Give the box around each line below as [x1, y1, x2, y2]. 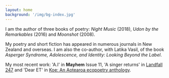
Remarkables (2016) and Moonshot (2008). [5, 31, 95, 37]
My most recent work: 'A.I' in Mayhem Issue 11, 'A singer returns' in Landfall [5, 61, 163, 67]
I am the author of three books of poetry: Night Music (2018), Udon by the [5, 26, 159, 32]
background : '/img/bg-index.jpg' [5, 12, 76, 17]
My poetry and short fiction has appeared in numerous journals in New [5, 41, 152, 47]
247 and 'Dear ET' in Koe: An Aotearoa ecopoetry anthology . [5, 66, 131, 73]
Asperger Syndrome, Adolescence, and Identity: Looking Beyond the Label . [5, 51, 162, 58]
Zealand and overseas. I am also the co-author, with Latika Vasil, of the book [5, 46, 164, 52]
